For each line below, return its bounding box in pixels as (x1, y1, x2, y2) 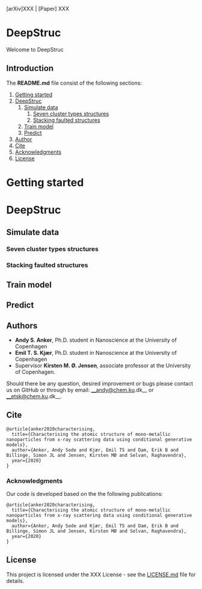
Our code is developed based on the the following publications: (6, 491, 164, 498)
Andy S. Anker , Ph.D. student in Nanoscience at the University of (14, 336, 177, 343)
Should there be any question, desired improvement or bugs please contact (6, 379, 194, 387)
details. (6, 577, 25, 584)
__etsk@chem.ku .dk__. (6, 393, 62, 400)
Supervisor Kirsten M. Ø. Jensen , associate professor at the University (14, 361, 191, 369)
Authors (6, 321, 38, 331)
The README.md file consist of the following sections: (6, 79, 142, 86)
